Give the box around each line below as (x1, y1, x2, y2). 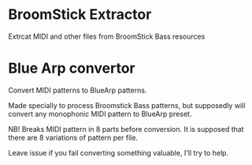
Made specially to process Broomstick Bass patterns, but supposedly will (8, 100, 246, 110)
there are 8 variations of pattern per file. (8, 133, 139, 142)
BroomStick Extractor (8, 6, 152, 24)
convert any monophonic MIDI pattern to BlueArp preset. (8, 109, 192, 118)
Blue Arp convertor (8, 59, 135, 77)
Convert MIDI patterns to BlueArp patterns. (8, 85, 147, 95)
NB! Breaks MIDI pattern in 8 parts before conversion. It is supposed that (8, 124, 244, 133)
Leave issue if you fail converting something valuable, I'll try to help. (8, 148, 229, 157)
